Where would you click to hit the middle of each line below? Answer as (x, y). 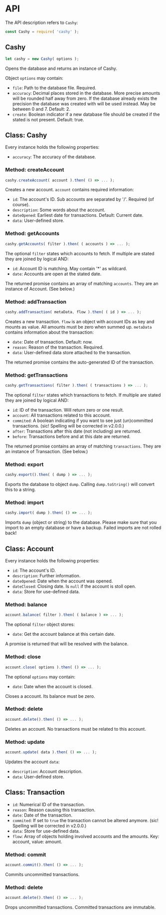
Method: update (25, 742)
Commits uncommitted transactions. (42, 874)
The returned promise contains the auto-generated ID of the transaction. (80, 362)
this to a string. (20, 489)
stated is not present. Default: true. (48, 119)
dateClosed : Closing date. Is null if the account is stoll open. (74, 586)
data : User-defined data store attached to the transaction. (72, 352)
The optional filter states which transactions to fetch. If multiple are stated (83, 395)
